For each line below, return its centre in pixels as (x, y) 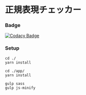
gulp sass (15, 83)
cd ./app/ (15, 71)
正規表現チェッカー (43, 10)
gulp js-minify (20, 88)
